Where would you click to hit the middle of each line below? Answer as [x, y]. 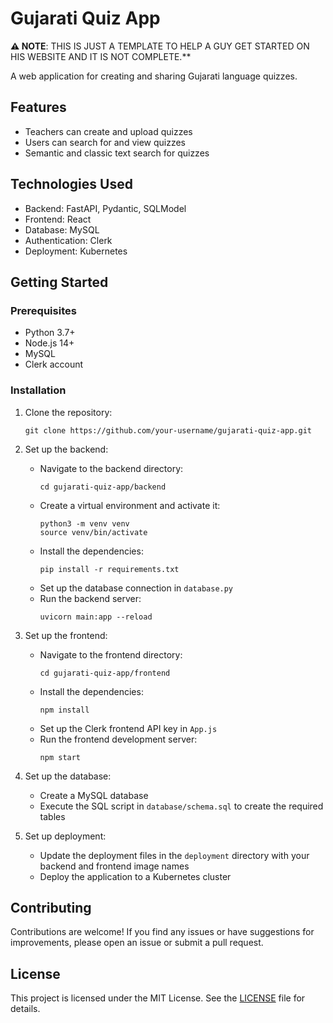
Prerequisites [43, 310]
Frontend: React [58, 219]
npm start [60, 757]
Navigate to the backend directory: [111, 468]
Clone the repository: [68, 412]
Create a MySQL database [94, 795]
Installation [38, 390]
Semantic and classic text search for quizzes [117, 153]
